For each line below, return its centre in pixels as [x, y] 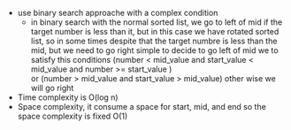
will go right [52, 88]
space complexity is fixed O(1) [73, 116]
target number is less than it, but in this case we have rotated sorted [155, 31]
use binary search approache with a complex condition [118, 13]
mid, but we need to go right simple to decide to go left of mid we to [154, 50]
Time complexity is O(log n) [68, 97]
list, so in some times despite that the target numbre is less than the [154, 41]
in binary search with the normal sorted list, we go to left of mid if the [157, 22]
